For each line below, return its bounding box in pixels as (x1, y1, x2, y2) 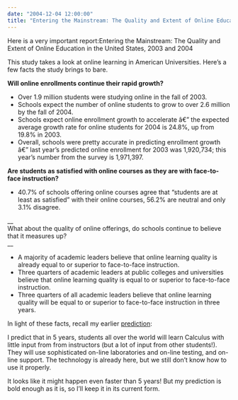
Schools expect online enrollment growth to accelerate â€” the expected (17, 115, 229, 124)
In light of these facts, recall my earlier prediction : (7, 319, 152, 328)
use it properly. (7, 362, 52, 372)
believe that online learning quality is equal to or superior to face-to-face (17, 275, 230, 284)
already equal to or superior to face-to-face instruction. (17, 260, 180, 269)
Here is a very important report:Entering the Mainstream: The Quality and (7, 36, 221, 45)
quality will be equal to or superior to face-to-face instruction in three (17, 298, 220, 307)
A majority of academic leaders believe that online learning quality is (17, 253, 217, 261)
